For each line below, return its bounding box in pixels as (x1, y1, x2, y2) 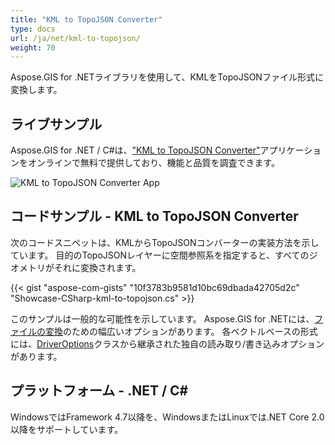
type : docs (10, 24, 56, 34)
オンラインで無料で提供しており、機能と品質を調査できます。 (27, 157, 281, 169)
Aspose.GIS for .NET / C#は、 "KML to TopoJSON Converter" (10, 144, 261, 156)
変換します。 (10, 84, 63, 96)
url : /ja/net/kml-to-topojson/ (10, 33, 141, 43)
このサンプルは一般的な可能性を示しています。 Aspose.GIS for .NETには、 (10, 312, 315, 325)
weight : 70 (10, 42, 56, 53)
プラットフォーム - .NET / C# (10, 382, 189, 400)
